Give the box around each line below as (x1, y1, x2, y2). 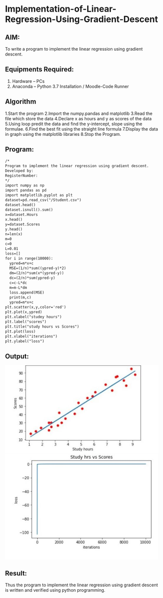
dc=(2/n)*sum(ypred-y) (9, 276, 55, 280)
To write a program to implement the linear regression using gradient (5, 46, 143, 52)
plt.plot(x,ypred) (5, 310, 42, 315)
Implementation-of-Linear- (5, 3, 117, 15)
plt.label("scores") (5, 319, 47, 324)
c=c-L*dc (9, 280, 27, 285)
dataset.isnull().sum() (5, 207, 54, 212)
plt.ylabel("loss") (5, 339, 45, 344)
